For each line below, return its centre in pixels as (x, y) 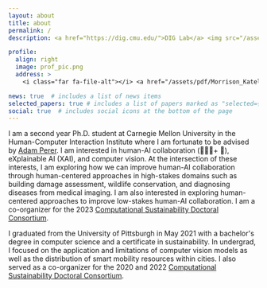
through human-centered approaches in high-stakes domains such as (123, 176)
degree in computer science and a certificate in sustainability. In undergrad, (132, 242)
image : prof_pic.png (49, 67)
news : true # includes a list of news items (85, 96)
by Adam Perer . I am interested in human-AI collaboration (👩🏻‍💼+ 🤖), (119, 150)
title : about (30, 23)
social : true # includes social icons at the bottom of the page (120, 111)
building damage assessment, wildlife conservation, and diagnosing (119, 185)
